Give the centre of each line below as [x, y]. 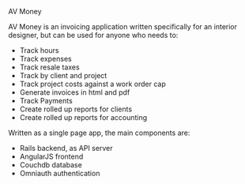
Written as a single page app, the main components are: [99, 133]
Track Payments [46, 101]
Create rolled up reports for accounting [83, 117]
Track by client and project [63, 75]
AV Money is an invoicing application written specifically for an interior [123, 26]
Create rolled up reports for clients [76, 109]
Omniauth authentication [60, 173]
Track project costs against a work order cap [92, 84]
